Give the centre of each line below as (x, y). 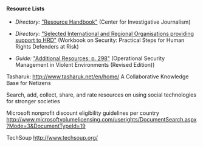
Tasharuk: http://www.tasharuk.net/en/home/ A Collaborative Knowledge (98, 77)
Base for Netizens (29, 83)
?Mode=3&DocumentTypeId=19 (46, 126)
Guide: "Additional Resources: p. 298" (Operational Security (90, 58)
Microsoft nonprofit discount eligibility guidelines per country (83, 113)
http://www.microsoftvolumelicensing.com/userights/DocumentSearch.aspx (101, 120)
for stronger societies (33, 101)
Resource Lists (26, 9)
